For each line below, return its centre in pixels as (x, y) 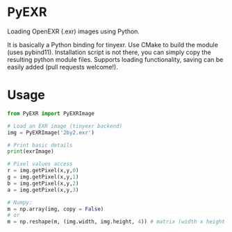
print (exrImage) (31, 151)
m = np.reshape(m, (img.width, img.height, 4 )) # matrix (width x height (116, 222)
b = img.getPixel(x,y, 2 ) (43, 183)
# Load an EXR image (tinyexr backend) (65, 126)
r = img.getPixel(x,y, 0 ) (43, 171)
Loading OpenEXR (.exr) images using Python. (74, 31)
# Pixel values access (40, 164)
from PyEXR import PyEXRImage (51, 113)
